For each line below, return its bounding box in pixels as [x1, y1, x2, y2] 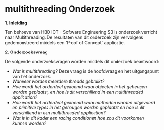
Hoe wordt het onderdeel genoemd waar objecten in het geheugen [12, 83, 147, 89]
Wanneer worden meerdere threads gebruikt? [12, 78, 105, 84]
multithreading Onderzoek [5, 3, 115, 15]
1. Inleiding [5, 20, 28, 26]
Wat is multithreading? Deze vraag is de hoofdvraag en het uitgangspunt [12, 68, 159, 74]
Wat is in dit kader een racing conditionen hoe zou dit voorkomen [12, 115, 144, 121]
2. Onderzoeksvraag [5, 49, 48, 55]
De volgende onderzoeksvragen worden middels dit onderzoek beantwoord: [5, 58, 159, 64]
